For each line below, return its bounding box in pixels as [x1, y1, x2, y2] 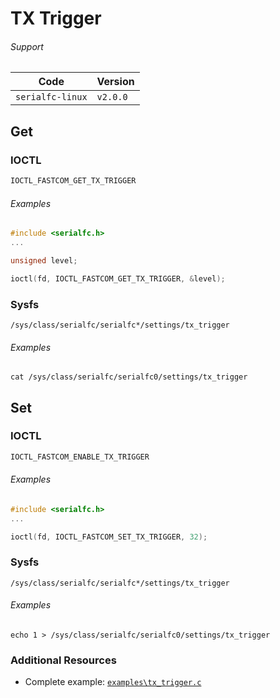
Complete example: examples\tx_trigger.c [24, 676, 202, 688]
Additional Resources [10, 653, 117, 667]
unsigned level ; [10, 255, 78, 266]
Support [10, 40, 44, 52]
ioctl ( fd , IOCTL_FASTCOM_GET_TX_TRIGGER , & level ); [10, 273, 226, 284]
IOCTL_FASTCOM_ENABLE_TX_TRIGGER [10, 452, 150, 462]
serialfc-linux [15, 92, 88, 103]
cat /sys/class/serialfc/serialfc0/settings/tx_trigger [10, 372, 248, 382]
